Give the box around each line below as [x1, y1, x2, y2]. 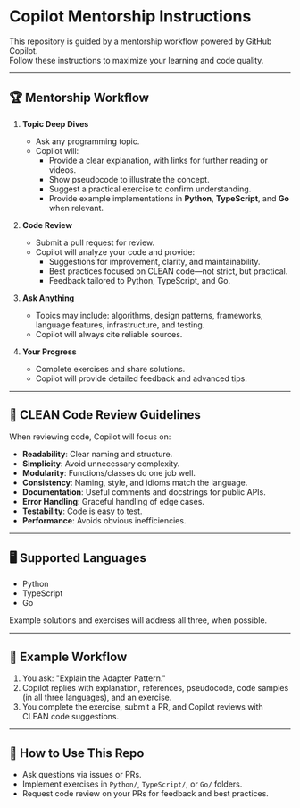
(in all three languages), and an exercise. [21, 692, 172, 703]
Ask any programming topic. [35, 136, 140, 147]
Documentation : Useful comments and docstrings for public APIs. [21, 486, 266, 498]
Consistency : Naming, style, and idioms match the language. [21, 477, 248, 488]
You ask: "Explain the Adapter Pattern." [21, 673, 167, 684]
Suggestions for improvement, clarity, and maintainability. [48, 256, 261, 267]
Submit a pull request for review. [35, 237, 155, 248]
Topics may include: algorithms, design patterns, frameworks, [35, 310, 263, 320]
